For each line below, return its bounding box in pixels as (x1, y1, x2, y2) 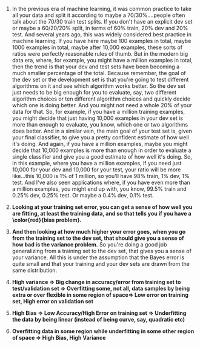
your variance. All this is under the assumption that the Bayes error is (12, 254, 185, 261)
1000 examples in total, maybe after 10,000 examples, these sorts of (12, 44, 183, 51)
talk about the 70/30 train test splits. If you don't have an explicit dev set (12, 18, 193, 25)
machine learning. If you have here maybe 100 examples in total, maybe (12, 38, 192, 44)
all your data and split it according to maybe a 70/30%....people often (12, 12, 185, 19)
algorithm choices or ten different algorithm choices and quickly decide (12, 95, 191, 102)
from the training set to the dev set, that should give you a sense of (12, 234, 184, 242)
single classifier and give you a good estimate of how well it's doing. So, (12, 153, 193, 160)
